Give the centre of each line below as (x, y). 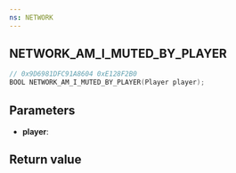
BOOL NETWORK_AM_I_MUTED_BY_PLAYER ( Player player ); (107, 82)
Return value (45, 160)
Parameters (42, 110)
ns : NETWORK (31, 17)
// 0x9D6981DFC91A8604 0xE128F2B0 (73, 74)
